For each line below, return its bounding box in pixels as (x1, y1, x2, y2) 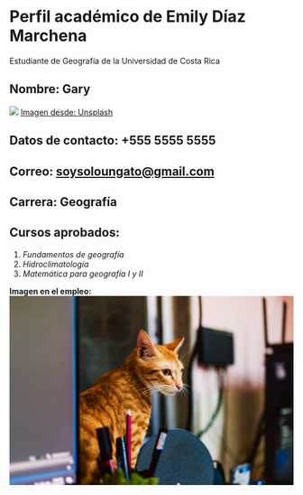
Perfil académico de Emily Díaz (9, 6, 246, 27)
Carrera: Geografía (9, 194, 117, 210)
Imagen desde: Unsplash (20, 107, 114, 117)
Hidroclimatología (22, 258, 89, 269)
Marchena (9, 25, 87, 46)
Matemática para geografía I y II (22, 268, 144, 279)
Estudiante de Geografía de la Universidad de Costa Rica (9, 55, 221, 66)
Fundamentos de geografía (22, 248, 124, 259)
